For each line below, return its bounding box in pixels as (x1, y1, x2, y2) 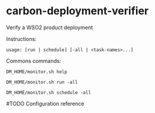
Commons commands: (6, 57, 62, 64)
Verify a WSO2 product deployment (6, 24, 93, 31)
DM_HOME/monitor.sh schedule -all (6, 89, 92, 96)
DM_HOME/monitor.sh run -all (6, 79, 78, 85)
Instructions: (6, 35, 37, 42)
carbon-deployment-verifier (6, 4, 149, 18)
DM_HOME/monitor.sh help (6, 68, 67, 75)
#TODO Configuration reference (6, 100, 85, 107)
